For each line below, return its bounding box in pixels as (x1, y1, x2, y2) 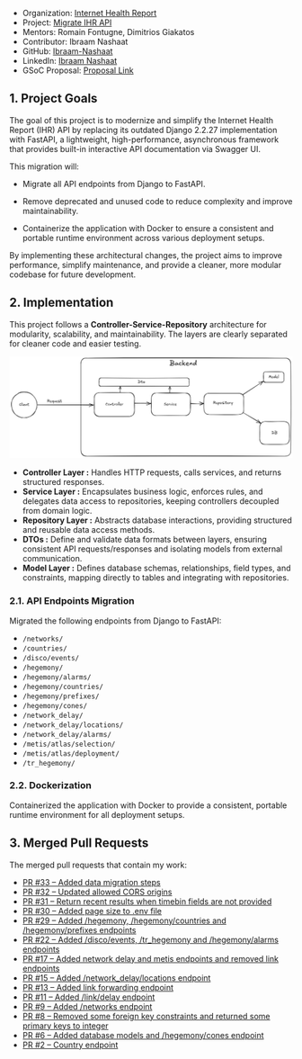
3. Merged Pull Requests (9, 836, 149, 851)
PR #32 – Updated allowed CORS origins (22, 886, 173, 897)
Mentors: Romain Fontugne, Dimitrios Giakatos (22, 27, 195, 37)
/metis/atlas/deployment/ (22, 749, 120, 758)
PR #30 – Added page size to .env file (22, 905, 163, 916)
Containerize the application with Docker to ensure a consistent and (22, 222, 274, 233)
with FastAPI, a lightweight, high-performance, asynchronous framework (9, 134, 280, 145)
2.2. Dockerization (9, 779, 92, 792)
